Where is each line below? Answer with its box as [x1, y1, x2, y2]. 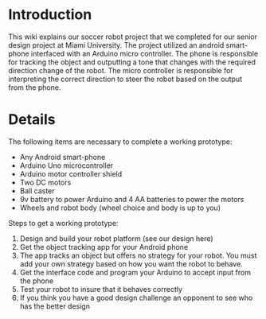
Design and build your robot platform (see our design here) [19, 233, 213, 243]
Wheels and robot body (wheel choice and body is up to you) [19, 203, 221, 212]
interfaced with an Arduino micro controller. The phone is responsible [30, 49, 259, 58]
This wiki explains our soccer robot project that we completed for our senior [8, 32, 257, 41]
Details [8, 111, 56, 129]
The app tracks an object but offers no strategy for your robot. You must [19, 251, 257, 260]
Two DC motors [19, 177, 72, 187]
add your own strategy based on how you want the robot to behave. [19, 259, 243, 268]
